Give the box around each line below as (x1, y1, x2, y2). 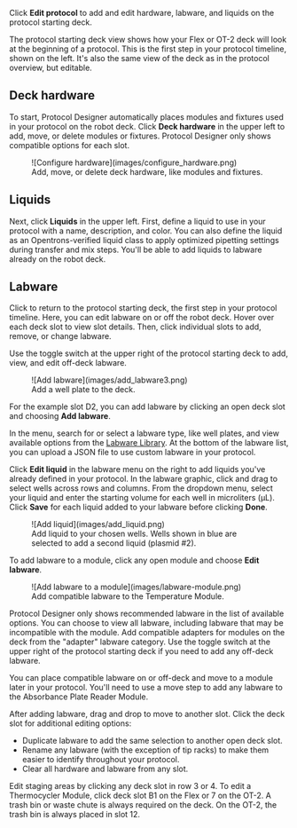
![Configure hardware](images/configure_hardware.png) (31, 157, 238, 168)
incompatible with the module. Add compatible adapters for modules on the (9, 627, 285, 638)
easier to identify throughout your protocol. (21, 754, 180, 765)
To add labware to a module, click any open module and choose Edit (9, 555, 260, 566)
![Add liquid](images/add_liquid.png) (31, 519, 166, 530)
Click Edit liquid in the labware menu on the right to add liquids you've (9, 464, 266, 475)
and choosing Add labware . (9, 411, 111, 422)
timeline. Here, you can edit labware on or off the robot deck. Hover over (9, 312, 275, 323)
